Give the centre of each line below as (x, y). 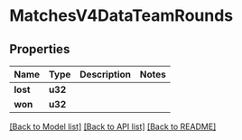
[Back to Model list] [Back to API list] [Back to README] (113, 126)
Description (105, 75)
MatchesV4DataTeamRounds (121, 16)
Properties (40, 49)
